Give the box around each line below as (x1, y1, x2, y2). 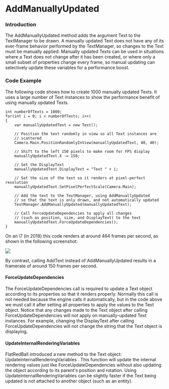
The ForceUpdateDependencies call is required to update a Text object (5, 286, 153, 292)
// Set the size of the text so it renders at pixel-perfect (14, 175, 145, 181)
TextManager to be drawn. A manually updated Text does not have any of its (5, 38, 164, 44)
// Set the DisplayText (14, 162, 65, 167)
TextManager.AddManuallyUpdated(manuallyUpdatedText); (14, 202, 132, 207)
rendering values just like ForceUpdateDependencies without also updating (5, 362, 161, 368)
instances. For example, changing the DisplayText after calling (5, 317, 135, 323)
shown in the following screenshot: (5, 238, 78, 244)
